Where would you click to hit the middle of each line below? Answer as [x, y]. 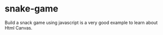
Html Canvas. [19, 27]
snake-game [31, 9]
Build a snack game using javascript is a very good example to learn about [81, 22]
